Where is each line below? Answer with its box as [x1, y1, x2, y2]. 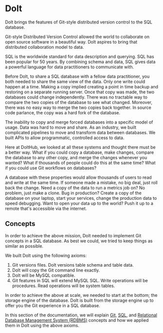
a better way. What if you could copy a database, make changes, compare [5, 149, 154, 155]
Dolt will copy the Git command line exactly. [12, 267, 100, 273]
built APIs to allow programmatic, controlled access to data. [5, 135, 125, 141]
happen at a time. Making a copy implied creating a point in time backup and [5, 83, 159, 89]
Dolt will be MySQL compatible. [12, 272, 75, 278]
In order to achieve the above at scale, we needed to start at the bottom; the [5, 292, 158, 298]
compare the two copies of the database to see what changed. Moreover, [5, 99, 152, 105]
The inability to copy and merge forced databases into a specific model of [5, 119, 153, 125]
